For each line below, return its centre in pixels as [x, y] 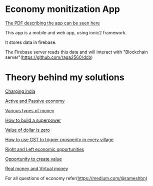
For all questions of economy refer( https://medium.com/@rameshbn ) [76, 178]
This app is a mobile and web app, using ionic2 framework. [66, 32]
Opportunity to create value [33, 159]
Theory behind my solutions [65, 78]
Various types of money [30, 110]
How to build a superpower [33, 120]
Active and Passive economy [35, 101]
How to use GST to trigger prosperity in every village [59, 139]
